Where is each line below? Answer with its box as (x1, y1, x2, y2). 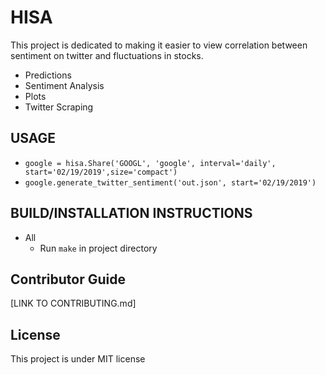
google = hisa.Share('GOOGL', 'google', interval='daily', (24, 158, 277, 168)
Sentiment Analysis (24, 79, 105, 91)
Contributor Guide (10, 271, 126, 288)
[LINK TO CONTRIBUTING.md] (10, 297, 137, 310)
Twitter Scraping (24, 101, 94, 113)
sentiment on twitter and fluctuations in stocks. (10, 49, 204, 61)
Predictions (24, 69, 72, 81)
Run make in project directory (39, 242, 158, 254)
